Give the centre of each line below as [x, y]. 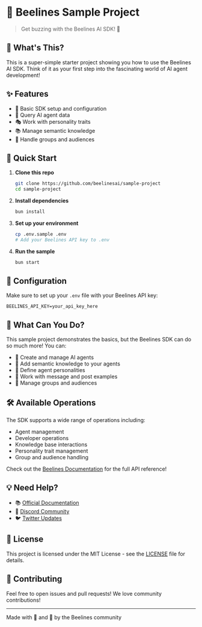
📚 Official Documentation [47, 503]
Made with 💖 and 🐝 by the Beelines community [64, 617]
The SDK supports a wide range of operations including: [76, 420]
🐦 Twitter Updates [38, 518]
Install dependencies [42, 201]
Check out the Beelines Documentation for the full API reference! [87, 469]
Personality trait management [51, 451]
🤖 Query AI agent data [42, 115]
